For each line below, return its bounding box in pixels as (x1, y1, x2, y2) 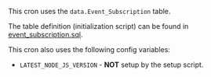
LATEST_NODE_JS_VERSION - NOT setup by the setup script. (19, 60, 204, 69)
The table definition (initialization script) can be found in (8, 22, 189, 30)
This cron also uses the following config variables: (8, 45, 171, 54)
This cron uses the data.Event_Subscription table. (8, 7, 171, 16)
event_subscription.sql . (8, 30, 83, 39)
